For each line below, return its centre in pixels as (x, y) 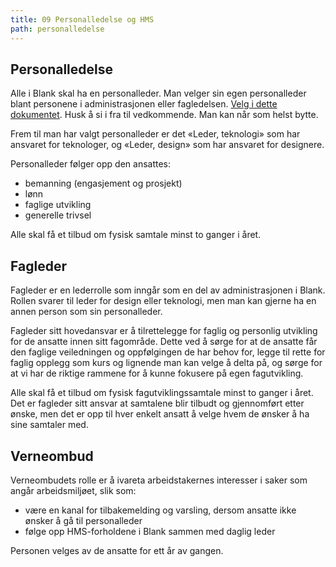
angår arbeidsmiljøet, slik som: (73, 490)
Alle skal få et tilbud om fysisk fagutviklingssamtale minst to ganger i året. (162, 393)
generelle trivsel (58, 215)
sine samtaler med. (49, 425)
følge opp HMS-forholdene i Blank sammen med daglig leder (150, 531)
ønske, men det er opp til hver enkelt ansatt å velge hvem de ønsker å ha (160, 414)
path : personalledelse (57, 29)
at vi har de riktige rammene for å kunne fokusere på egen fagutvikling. (157, 373)
